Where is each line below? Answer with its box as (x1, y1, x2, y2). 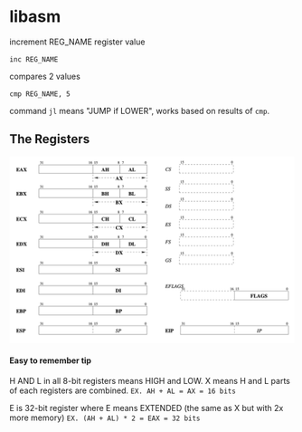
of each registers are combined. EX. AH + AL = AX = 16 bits (9, 385, 237, 396)
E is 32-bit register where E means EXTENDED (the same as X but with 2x (9, 402, 284, 413)
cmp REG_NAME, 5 (9, 89, 71, 99)
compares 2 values (9, 71, 81, 82)
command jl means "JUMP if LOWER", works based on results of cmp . (9, 105, 269, 116)
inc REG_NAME (9, 54, 59, 64)
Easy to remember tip (9, 355, 92, 366)
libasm (9, 6, 61, 27)
